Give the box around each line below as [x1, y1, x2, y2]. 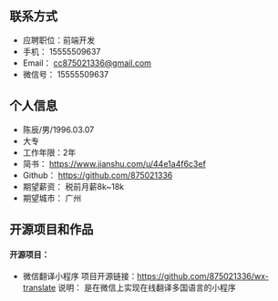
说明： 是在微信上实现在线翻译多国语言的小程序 [57, 282, 236, 294]
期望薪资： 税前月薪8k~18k [22, 181, 125, 192]
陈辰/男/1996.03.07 [22, 124, 95, 135]
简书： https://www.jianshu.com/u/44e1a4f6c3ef [22, 158, 207, 169]
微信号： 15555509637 [22, 68, 109, 79]
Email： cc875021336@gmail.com [22, 57, 152, 68]
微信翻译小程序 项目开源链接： [22, 271, 138, 282]
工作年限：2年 [22, 147, 77, 158]
